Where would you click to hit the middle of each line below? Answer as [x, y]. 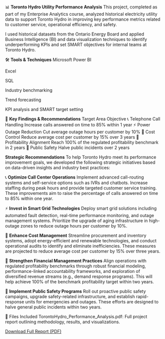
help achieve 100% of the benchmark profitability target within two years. [80, 282]
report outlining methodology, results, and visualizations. [63, 322]
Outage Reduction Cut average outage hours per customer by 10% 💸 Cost [80, 132]
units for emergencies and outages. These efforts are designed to [92, 302]
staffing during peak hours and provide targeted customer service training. [81, 188]
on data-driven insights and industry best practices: [58, 168]
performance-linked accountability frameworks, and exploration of [73, 271]
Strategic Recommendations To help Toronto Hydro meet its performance [81, 157]
